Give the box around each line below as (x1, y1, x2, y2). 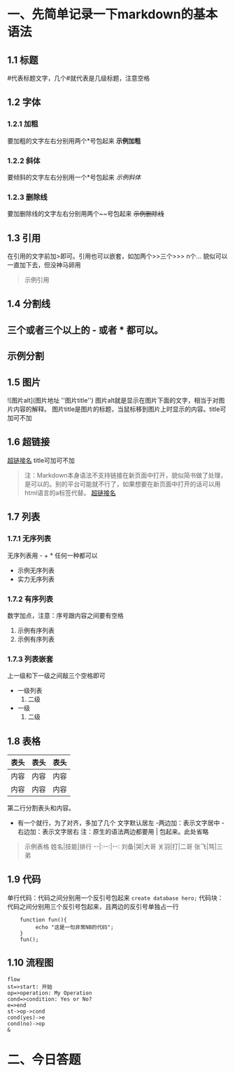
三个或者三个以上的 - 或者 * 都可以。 (7, 324, 164, 336)
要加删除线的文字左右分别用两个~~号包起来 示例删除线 (7, 210, 164, 218)
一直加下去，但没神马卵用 (7, 261, 81, 269)
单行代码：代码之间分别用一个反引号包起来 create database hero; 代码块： (7, 893, 224, 902)
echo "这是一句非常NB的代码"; (35, 924, 114, 931)
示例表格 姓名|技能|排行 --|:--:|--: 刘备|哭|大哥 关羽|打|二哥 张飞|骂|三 (24, 842, 223, 851)
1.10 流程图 (7, 957, 54, 969)
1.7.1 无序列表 (7, 534, 51, 544)
